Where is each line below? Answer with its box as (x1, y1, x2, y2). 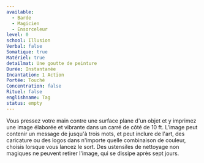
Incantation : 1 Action (6, 72, 64, 78)
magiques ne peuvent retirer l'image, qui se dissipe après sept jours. (6, 150, 179, 157)
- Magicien (12, 20, 40, 26)
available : (6, 9, 34, 15)
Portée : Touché (6, 77, 45, 83)
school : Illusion (6, 37, 51, 44)
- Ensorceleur (12, 26, 48, 32)
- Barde (12, 15, 32, 21)
